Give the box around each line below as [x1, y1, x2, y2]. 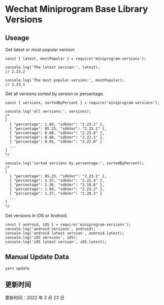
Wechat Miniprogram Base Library [5, 3, 148, 15]
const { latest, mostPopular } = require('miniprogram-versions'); [5, 56, 147, 61]
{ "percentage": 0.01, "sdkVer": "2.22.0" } [9, 139, 102, 144]
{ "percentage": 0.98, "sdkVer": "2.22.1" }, [9, 135, 105, 140]
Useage [5, 34, 30, 42]
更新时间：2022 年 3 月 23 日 [5, 295, 65, 301]
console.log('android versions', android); [5, 227, 96, 231]
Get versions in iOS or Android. [5, 213, 68, 218]
